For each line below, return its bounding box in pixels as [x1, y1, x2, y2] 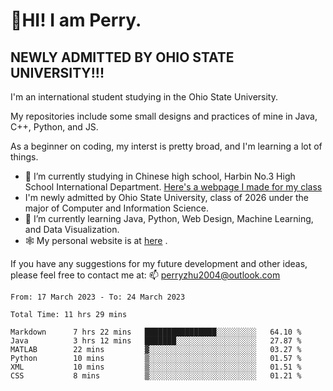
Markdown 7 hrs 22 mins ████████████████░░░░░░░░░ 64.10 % [10, 327, 302, 337]
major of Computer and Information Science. [24, 202, 210, 214]
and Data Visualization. [24, 224, 120, 235]
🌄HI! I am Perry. [10, 9, 142, 32]
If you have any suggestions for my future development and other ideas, [10, 258, 308, 269]
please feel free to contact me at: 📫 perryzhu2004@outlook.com [10, 269, 281, 281]
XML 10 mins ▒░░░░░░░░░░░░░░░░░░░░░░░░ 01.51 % [10, 362, 302, 372]
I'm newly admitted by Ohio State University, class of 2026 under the [24, 192, 309, 203]
